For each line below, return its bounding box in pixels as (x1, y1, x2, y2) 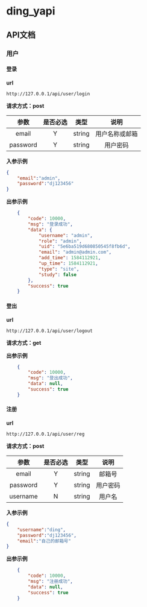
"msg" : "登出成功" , (28, 375, 73, 381)
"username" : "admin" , (38, 232, 93, 239)
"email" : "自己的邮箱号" (17, 538, 71, 544)
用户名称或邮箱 (95, 130, 138, 138)
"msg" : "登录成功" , (28, 221, 73, 227)
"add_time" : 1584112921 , (38, 255, 101, 261)
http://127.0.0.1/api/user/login (6, 90, 90, 97)
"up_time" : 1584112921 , (38, 260, 98, 266)
